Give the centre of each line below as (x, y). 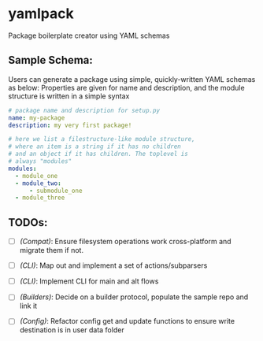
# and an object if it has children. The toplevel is (98, 154)
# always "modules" (40, 161)
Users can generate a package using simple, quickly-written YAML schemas (132, 79)
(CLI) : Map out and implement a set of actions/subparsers (113, 265)
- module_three (40, 198)
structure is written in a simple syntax (69, 96)
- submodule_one (56, 191)
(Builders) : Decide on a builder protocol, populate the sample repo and (134, 297)
